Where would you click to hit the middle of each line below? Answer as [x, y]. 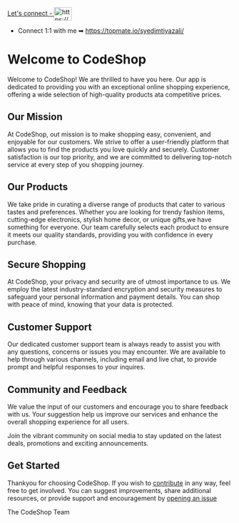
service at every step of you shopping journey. [76, 164]
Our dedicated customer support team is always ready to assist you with [114, 344]
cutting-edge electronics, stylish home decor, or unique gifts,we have [110, 219]
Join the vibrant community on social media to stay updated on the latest [115, 435]
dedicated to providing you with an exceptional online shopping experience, [119, 86]
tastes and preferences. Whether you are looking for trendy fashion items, [116, 211]
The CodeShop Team [39, 512]
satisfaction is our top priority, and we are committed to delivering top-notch [119, 156]
